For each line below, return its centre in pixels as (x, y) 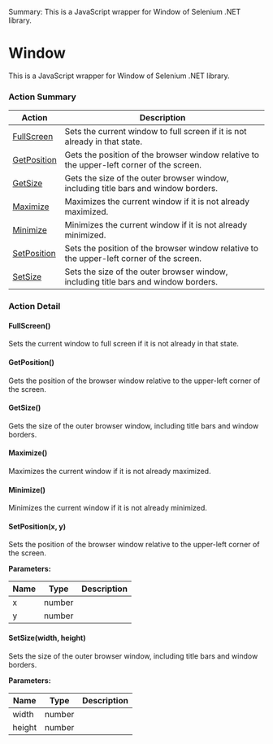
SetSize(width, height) (47, 637)
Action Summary (42, 97)
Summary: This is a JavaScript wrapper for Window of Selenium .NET (125, 12)
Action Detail (35, 307)
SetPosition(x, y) (37, 526)
